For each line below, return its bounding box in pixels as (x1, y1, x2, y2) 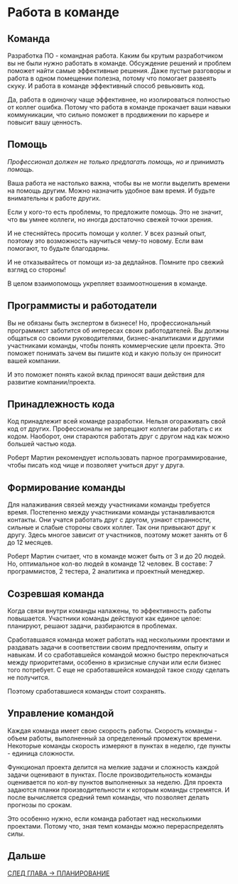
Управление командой (7, 708, 114, 720)
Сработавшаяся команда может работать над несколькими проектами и (7, 635, 230, 644)
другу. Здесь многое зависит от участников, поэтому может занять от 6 (7, 531, 228, 539)
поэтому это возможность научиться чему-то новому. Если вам (7, 236, 204, 245)
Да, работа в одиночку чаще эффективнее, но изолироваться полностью (7, 95, 231, 104)
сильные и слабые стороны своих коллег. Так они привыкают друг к (7, 523, 216, 532)
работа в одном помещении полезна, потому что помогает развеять (7, 74, 217, 82)
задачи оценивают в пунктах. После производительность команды (7, 770, 212, 779)
